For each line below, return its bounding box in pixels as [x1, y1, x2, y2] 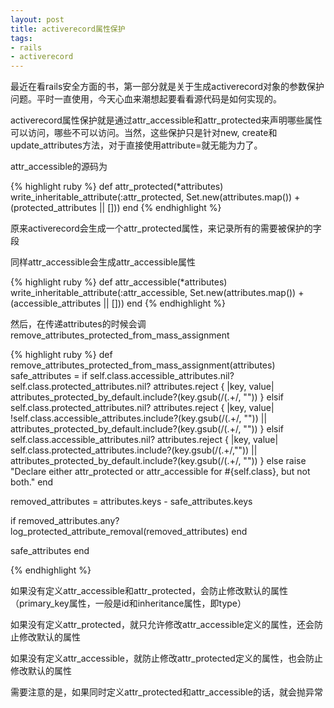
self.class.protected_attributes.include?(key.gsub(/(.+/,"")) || [10, 444, 258, 456]
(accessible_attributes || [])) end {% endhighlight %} [10, 297, 227, 310]
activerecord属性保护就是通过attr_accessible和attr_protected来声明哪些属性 [10, 114, 323, 126]
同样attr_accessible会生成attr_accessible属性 [10, 256, 196, 268]
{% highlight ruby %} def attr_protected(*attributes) [10, 181, 224, 193]
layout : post [10, 14, 65, 25]
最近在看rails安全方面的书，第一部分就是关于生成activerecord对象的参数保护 [10, 81, 325, 93]
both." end [10, 476, 54, 488]
